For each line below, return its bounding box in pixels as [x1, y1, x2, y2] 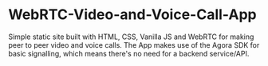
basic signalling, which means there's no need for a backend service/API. [8, 49, 250, 58]
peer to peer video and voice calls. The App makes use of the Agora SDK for [8, 40, 260, 49]
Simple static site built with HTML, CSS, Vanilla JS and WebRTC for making [8, 32, 254, 41]
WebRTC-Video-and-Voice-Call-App [8, 6, 257, 24]
